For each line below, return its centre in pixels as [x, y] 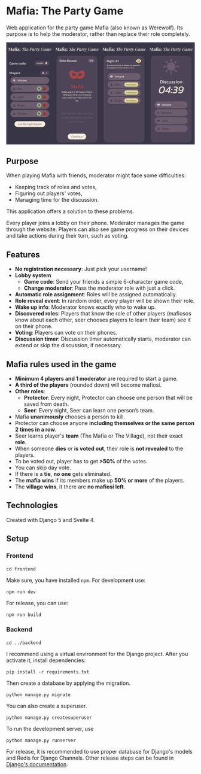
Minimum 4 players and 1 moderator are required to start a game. [96, 379]
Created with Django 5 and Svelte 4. [51, 520]
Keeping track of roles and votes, [56, 187]
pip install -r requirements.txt [48, 672]
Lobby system [33, 275]
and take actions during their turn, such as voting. [68, 236]
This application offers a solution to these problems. [70, 211]
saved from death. [46, 404]
